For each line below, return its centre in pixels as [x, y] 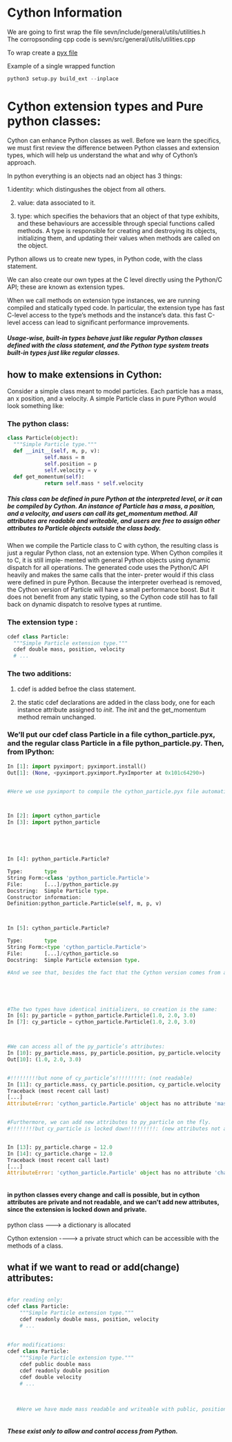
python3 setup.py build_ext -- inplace [63, 78]
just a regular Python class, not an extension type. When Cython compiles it [115, 553]
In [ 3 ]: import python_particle [54, 822]
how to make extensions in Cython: [85, 375]
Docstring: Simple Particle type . [58, 891]
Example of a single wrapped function [61, 66]
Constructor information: [44, 897]
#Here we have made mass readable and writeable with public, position [122, 1409]
